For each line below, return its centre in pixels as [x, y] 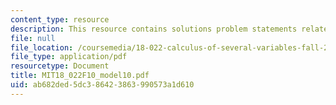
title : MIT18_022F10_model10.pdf [80, 76]
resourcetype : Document [60, 66]
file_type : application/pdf [69, 57]
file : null [33, 38]
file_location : [42, 47]
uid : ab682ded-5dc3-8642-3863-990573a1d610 [102, 85]
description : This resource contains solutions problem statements [154, 29]
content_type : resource [60, 19]
